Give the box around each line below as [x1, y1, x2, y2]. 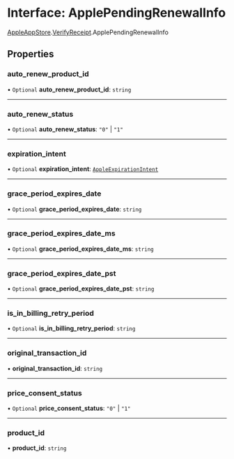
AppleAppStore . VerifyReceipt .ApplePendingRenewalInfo [7, 28, 169, 36]
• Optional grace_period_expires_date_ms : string [7, 245, 155, 253]
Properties [7, 48, 54, 60]
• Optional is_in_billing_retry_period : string [7, 324, 136, 333]
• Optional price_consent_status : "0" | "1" [7, 404, 131, 412]
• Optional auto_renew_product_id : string [7, 85, 132, 94]
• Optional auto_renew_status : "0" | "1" [7, 124, 124, 133]
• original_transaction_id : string [7, 364, 103, 372]
